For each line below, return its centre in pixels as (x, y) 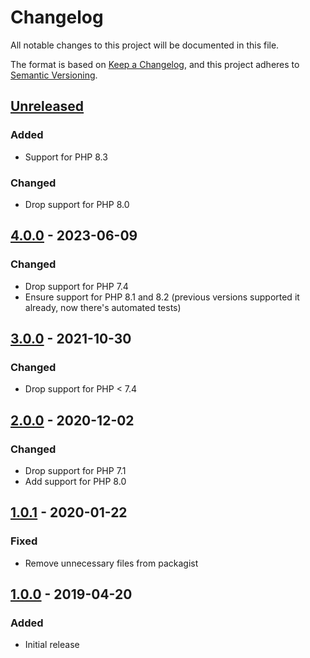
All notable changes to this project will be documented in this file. (145, 45)
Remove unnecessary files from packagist (111, 563)
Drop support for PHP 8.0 (77, 204)
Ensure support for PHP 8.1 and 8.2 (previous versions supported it (162, 297)
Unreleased (47, 106)
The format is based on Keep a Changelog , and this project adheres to (155, 64)
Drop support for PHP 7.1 (75, 470)
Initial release (52, 645)
